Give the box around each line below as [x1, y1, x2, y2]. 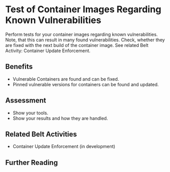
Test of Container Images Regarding [5, 4, 162, 15]
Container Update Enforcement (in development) [12, 143, 116, 150]
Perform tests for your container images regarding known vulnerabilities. [5, 31, 158, 37]
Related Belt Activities [5, 130, 78, 138]
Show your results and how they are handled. [12, 115, 108, 121]
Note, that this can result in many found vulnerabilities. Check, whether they [5, 37, 165, 43]
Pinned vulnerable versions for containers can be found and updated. [12, 81, 159, 87]
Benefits [5, 62, 33, 71]
